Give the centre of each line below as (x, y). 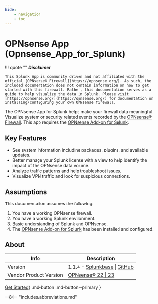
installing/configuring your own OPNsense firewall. (60, 103)
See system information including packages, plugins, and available (80, 150)
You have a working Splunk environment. (54, 218)
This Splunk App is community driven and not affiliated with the (75, 77)
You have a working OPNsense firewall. (52, 213)
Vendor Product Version (35, 275)
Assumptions (26, 192)
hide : (11, 10)
